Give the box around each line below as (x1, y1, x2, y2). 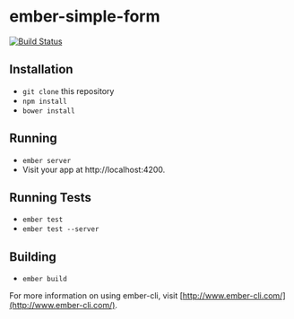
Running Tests (9, 190, 91, 205)
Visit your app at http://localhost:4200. (22, 164, 166, 175)
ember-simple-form (9, 6, 160, 27)
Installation (9, 62, 73, 77)
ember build (22, 275, 67, 284)
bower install (22, 106, 75, 116)
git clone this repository (22, 85, 115, 96)
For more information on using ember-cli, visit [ (9, 290, 184, 301)
